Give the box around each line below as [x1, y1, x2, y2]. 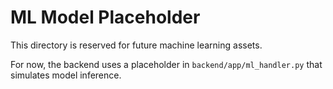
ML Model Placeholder [10, 6, 201, 29]
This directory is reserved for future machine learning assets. [10, 39, 263, 51]
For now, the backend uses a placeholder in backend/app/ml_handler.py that [10, 58, 323, 70]
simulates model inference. [10, 69, 122, 81]
